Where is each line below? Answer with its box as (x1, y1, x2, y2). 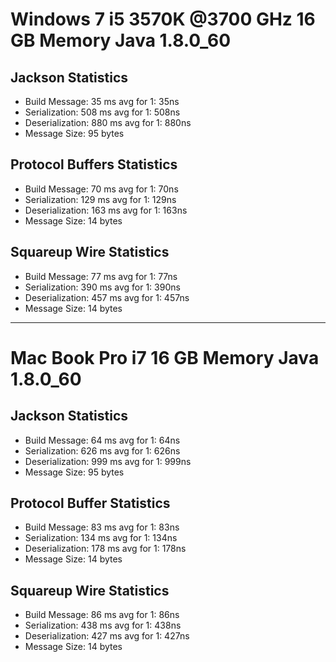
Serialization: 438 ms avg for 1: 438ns (24, 619, 182, 632)
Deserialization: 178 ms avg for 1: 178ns (24, 543, 187, 555)
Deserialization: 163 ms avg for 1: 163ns (24, 204, 188, 216)
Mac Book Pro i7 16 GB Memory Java (10, 346, 320, 369)
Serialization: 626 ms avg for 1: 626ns (24, 444, 181, 457)
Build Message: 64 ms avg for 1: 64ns (24, 434, 181, 446)
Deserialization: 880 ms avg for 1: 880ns (24, 117, 192, 128)
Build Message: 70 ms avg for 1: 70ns (24, 183, 179, 195)
